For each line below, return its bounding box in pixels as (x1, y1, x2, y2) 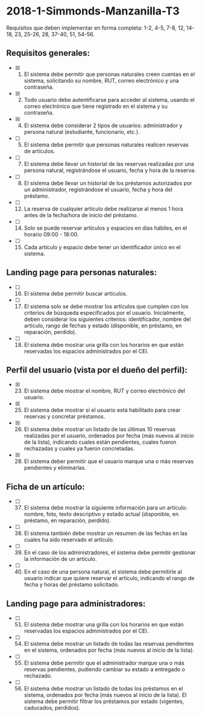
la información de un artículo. (24, 555, 97, 563)
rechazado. (24, 672, 52, 679)
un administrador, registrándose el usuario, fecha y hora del (24, 186, 173, 193)
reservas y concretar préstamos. (24, 413, 106, 420)
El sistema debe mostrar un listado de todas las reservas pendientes (24, 640, 194, 647)
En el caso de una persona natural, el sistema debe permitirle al (24, 568, 182, 575)
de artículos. (24, 147, 55, 154)
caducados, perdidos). (24, 704, 80, 711)
